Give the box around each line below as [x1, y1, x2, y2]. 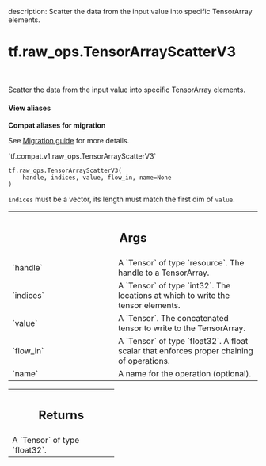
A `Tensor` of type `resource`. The [118, 257, 245, 268]
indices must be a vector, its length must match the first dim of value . [8, 194, 235, 204]
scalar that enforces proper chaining [118, 345, 253, 356]
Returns [38, 407, 85, 423]
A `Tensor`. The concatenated [118, 312, 230, 323]
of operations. [118, 355, 170, 366]
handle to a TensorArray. [118, 267, 210, 278]
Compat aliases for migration [8, 120, 106, 130]
